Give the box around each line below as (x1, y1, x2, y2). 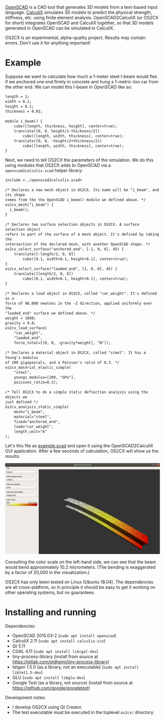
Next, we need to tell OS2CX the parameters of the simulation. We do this (5, 157, 154, 163)
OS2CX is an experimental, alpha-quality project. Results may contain (5, 35, 146, 40)
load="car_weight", (14, 424, 54, 429)
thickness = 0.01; (5, 108, 43, 114)
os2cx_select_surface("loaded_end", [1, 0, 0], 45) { (5, 266, 118, 271)
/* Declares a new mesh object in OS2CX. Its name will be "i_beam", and (5, 187, 160, 192)
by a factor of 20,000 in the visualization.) (5, 570, 90, 576)
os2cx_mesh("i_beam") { (5, 202, 54, 207)
